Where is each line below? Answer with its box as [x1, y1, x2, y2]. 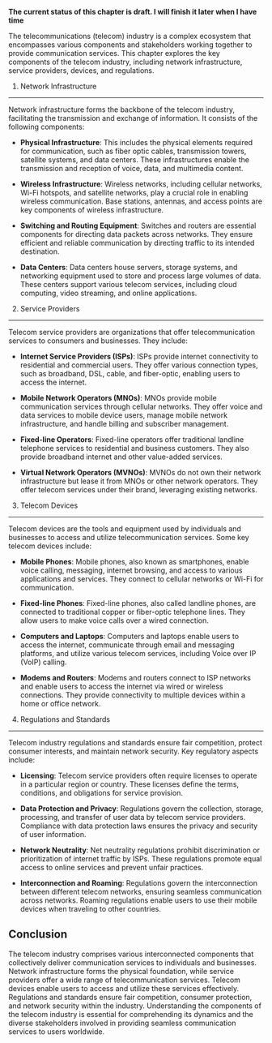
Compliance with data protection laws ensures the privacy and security [19, 821, 258, 831]
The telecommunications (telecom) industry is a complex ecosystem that [8, 32, 252, 41]
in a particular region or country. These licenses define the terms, [19, 779, 240, 789]
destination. [19, 247, 60, 256]
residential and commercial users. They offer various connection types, [19, 360, 258, 370]
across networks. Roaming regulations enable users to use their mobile [19, 895, 257, 905]
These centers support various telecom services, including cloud [19, 280, 237, 289]
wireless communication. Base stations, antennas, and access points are [19, 196, 263, 206]
